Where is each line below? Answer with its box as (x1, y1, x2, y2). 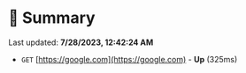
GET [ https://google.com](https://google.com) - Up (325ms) (20, 54, 238, 64)
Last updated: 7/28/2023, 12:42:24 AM (8, 37, 154, 47)
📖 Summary (8, 8, 96, 28)
